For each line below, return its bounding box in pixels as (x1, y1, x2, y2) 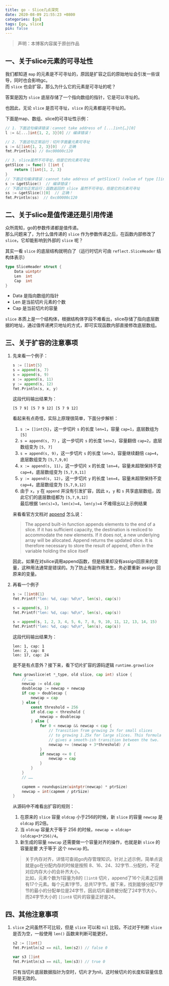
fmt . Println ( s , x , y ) (12, 386, 58, 391)
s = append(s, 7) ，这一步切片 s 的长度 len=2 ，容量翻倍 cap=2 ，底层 (20, 438, 162, 444)
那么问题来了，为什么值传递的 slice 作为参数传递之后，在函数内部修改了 (5, 231, 156, 237)
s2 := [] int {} (12, 941, 42, 946)
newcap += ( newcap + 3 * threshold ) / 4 (48, 742, 130, 747)
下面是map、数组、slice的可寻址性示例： (5, 115, 91, 121)
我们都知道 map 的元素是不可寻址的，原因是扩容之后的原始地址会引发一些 (5, 71, 156, 77)
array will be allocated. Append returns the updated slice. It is (25, 537, 152, 543)
